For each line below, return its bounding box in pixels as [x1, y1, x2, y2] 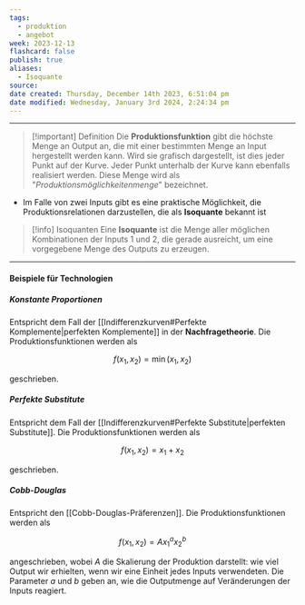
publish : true [9, 55, 64, 64]
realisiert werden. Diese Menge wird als [31, 170, 181, 181]
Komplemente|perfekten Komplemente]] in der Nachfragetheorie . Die [9, 326, 271, 337]
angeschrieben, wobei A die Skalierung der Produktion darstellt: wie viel [9, 556, 280, 567]
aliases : [9, 64, 43, 74]
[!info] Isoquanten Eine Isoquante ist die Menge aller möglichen [31, 224, 271, 235]
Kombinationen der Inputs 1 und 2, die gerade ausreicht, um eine [31, 233, 274, 245]
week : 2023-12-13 [9, 38, 75, 48]
